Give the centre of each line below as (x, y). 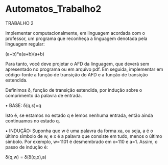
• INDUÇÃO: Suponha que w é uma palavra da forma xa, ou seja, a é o (79, 131)
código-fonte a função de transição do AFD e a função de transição (77, 74)
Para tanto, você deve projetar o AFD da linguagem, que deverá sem (77, 64)
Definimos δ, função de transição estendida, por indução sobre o (74, 90)
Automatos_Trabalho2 (53, 9)
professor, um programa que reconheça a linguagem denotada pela (76, 38)
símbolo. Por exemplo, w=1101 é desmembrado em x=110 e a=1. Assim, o (81, 141)
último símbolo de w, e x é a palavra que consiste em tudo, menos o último (84, 136)
